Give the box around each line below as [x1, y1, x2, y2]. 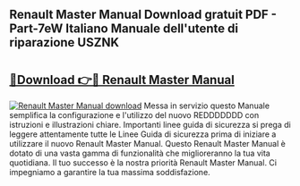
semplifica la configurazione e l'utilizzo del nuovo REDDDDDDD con [9, 110, 260, 120]
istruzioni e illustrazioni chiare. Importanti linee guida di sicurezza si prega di [9, 120, 291, 130]
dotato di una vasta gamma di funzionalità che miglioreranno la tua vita [9, 148, 270, 158]
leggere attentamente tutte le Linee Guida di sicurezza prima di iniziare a [9, 129, 277, 139]
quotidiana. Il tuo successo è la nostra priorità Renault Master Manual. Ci [9, 157, 278, 168]
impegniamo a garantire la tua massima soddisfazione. [9, 167, 210, 177]
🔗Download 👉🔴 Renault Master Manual [9, 72, 235, 88]
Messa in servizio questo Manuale [143, 100, 270, 111]
